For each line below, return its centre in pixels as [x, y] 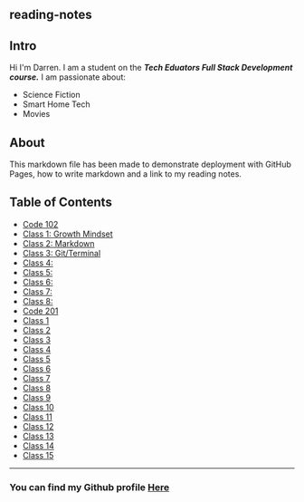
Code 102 [40, 224]
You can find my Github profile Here [90, 487]
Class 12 [38, 426]
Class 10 [38, 407]
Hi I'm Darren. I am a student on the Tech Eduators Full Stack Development [151, 68]
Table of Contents [61, 203]
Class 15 [38, 455]
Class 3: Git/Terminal [62, 253]
